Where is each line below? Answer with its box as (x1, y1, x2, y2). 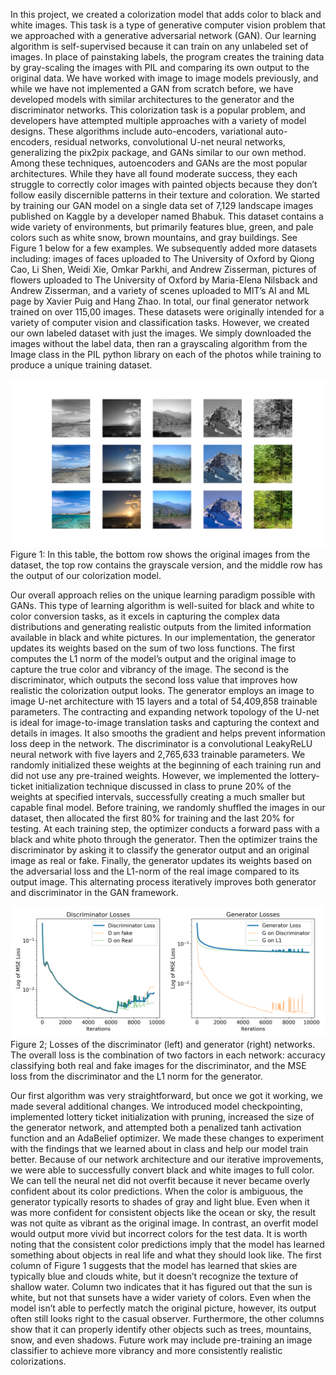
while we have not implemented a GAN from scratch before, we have (10, 83, 294, 94)
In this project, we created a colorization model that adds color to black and (10, 9, 322, 20)
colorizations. (10, 1355, 67, 1368)
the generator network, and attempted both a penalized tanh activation (10, 1122, 302, 1134)
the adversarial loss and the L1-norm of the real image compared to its (10, 865, 300, 877)
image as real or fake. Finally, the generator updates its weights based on (10, 854, 313, 866)
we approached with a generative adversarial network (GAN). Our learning (10, 30, 317, 41)
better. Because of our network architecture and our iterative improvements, (10, 1154, 324, 1166)
